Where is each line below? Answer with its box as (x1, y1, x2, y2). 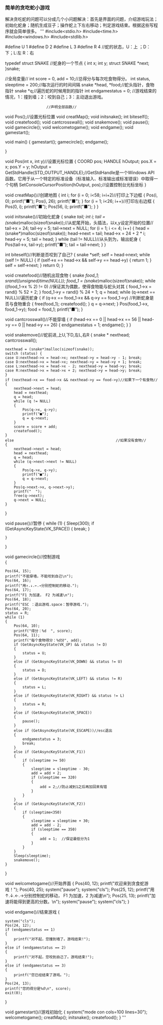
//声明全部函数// (46, 105, 77, 110)
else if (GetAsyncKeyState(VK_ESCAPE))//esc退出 (14, 728, 113, 733)
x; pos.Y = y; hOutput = (5, 164, 52, 170)
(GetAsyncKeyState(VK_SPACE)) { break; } (5, 526, 90, 532)
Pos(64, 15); (5, 569, 32, 574)
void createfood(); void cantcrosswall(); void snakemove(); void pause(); (5, 119, 149, 125)
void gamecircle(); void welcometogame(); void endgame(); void (5, 124, 133, 130)
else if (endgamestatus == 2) (5, 945, 66, 950)
